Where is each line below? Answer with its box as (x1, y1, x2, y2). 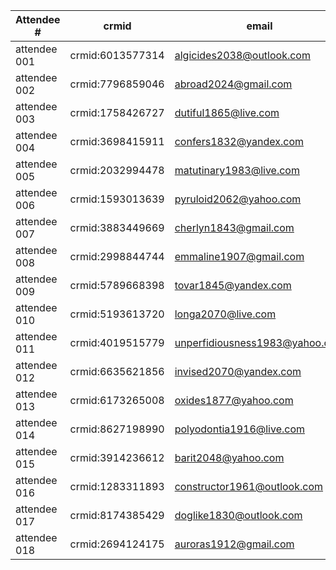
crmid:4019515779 (69, 336, 165, 349)
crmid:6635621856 (69, 365, 165, 378)
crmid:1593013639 (69, 192, 165, 206)
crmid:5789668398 (69, 279, 165, 292)
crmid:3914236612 (69, 451, 165, 464)
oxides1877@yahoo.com (174, 394, 294, 407)
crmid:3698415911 (69, 135, 165, 148)
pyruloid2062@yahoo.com (174, 192, 302, 206)
